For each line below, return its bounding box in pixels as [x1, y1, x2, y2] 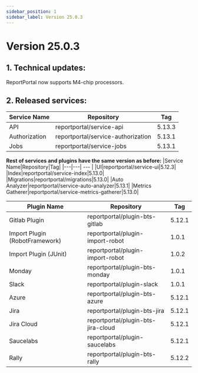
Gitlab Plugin [9, 216, 44, 225]
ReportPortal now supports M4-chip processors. [6, 78, 124, 85]
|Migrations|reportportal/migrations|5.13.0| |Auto [6, 176, 124, 183]
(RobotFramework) [9, 237, 62, 245]
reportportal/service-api [55, 123, 124, 131]
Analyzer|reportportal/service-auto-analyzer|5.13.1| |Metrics [6, 182, 152, 189]
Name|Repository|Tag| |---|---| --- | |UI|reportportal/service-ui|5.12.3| [6, 163, 176, 171]
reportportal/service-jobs [55, 142, 127, 150]
